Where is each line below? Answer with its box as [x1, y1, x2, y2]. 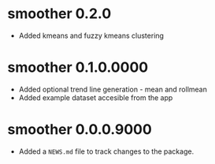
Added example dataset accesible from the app [18, 92, 173, 102]
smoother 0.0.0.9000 [7, 121, 153, 139]
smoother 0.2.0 [7, 5, 112, 23]
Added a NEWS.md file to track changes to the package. [18, 147, 195, 156]
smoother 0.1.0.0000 [7, 58, 149, 76]
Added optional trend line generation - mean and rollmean [18, 84, 208, 94]
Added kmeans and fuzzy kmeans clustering [18, 31, 165, 40]
